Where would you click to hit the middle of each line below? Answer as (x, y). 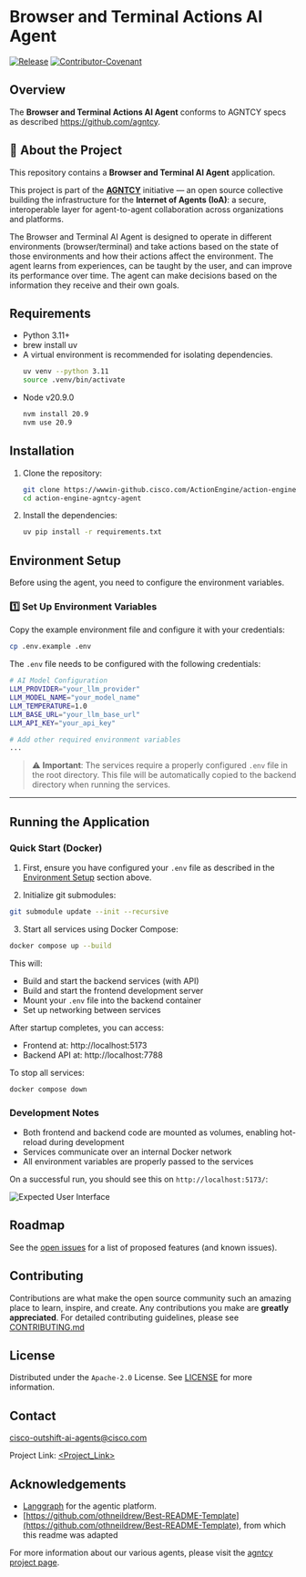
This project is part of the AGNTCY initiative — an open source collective (147, 189)
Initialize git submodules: (69, 895)
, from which (263, 1525)
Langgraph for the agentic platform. (90, 1506)
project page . (35, 1562)
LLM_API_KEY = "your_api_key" (63, 723)
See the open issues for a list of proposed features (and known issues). (143, 1247)
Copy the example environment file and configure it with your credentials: (147, 630)
